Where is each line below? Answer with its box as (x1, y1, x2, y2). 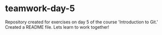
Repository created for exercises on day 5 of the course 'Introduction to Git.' (5, 19, 158, 25)
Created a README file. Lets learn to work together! (5, 24, 110, 30)
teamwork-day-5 (5, 3, 75, 14)
